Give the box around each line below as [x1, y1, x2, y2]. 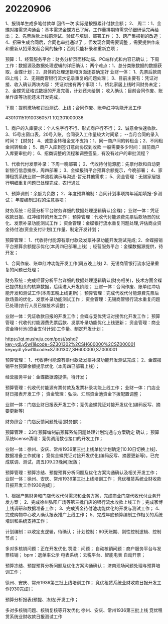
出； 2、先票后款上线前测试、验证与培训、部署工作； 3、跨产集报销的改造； [5, 33, 163, 39]
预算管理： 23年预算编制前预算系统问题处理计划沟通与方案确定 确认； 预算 [5, 429, 159, 435]
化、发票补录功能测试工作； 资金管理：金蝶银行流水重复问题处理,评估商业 [5, 220, 157, 226]
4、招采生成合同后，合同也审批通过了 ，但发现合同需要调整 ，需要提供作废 [5, 39, 160, 45]
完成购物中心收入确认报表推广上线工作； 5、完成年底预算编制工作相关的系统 [5, 511, 163, 517]
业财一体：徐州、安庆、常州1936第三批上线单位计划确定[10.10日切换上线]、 [5, 446, 160, 452]
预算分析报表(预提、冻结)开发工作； [5, 596, 79, 602]
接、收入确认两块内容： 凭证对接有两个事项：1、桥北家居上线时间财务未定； [5, 81, 162, 87]
